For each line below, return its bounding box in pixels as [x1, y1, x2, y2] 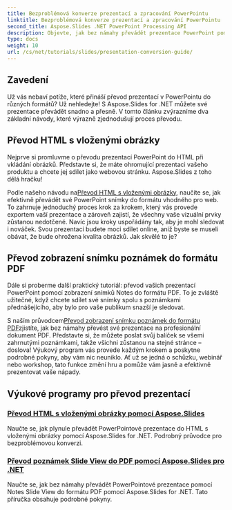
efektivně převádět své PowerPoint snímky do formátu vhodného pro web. [7, 195, 219, 204]
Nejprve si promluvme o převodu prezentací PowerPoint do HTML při [7, 153, 204, 161]
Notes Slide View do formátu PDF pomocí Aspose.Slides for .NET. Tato [7, 488, 209, 496]
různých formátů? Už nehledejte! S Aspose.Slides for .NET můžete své [7, 99, 208, 108]
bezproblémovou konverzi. [7, 439, 83, 447]
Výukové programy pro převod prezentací [7, 388, 191, 400]
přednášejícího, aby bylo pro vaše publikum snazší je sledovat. [7, 303, 185, 311]
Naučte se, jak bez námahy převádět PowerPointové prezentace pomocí [7, 480, 213, 489]
